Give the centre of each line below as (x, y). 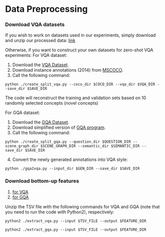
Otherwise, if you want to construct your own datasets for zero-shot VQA (79, 50)
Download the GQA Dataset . (41, 122)
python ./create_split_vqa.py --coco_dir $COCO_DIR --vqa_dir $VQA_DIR (80, 84)
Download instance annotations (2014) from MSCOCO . (68, 70)
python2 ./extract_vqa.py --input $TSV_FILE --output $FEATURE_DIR (76, 221)
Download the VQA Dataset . (40, 65)
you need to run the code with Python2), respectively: (60, 212)
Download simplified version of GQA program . (59, 127)
